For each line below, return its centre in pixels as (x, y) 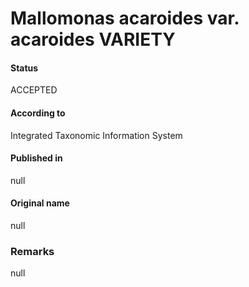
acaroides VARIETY (93, 39)
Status (24, 68)
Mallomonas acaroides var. (125, 18)
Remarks (32, 251)
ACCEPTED (34, 90)
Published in (36, 158)
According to (38, 113)
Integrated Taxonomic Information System (96, 135)
